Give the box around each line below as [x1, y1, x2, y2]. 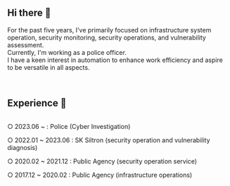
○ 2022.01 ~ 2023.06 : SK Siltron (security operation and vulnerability [7, 135, 210, 144]
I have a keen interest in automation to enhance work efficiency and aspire [7, 56, 223, 64]
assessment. [7, 40, 44, 49]
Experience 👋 [7, 97, 67, 109]
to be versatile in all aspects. [7, 63, 90, 71]
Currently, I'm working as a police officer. [7, 48, 127, 56]
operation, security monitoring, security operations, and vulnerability [7, 33, 206, 42]
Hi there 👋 [7, 7, 51, 19]
